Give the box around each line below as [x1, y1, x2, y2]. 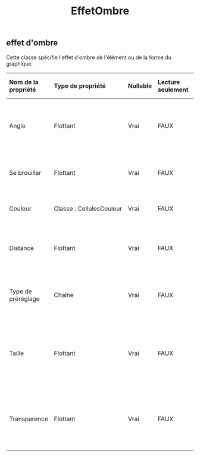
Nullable [127, 82, 152, 90]
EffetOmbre [70, 4, 130, 18]
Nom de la [9, 78, 39, 86]
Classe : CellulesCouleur [54, 204, 123, 212]
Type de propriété [54, 82, 106, 90]
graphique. [6, 60, 33, 67]
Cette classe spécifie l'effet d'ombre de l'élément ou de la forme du [6, 54, 171, 61]
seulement [157, 85, 189, 94]
